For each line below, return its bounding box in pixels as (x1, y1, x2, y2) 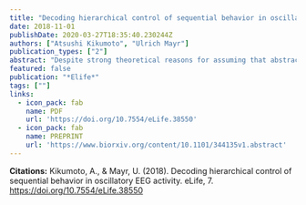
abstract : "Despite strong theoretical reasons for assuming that (9, 56, 267, 65)
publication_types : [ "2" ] (9, 47, 107, 56)
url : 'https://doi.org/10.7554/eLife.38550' (25, 115, 198, 124)
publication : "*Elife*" (9, 73, 100, 82)
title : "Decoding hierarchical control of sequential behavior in (9, 13, 267, 23)
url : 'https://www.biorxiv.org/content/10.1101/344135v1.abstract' (25, 140, 287, 149)
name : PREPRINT (25, 132, 84, 141)
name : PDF (25, 107, 64, 116)
